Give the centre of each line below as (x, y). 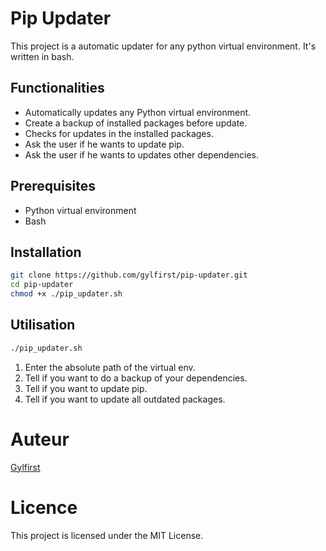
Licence (44, 507)
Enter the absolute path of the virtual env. (110, 367)
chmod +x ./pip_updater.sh (66, 294)
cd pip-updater (42, 285)
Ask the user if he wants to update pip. (104, 144)
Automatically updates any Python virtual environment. (138, 112)
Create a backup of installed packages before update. (136, 123)
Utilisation (43, 325)
